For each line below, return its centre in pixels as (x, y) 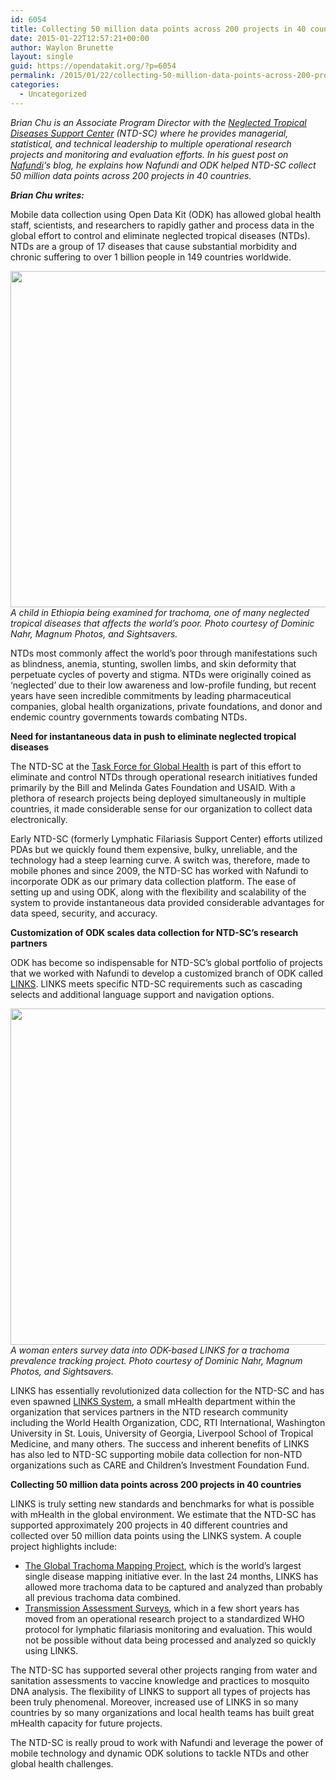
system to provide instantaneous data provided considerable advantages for (167, 902)
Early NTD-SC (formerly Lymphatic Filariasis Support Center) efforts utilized (166, 838)
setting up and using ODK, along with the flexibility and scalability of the (158, 892)
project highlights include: (64, 1546)
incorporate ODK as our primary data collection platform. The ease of (153, 881)
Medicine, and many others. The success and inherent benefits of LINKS (160, 1443)
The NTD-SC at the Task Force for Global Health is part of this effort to (156, 766)
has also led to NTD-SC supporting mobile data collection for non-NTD (156, 1454)
